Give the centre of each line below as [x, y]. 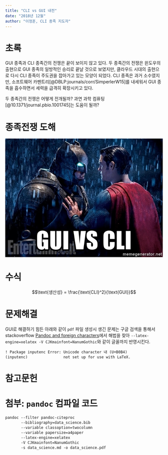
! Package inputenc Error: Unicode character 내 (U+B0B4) [66, 352]
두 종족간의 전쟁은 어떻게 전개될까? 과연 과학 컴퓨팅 [55, 99]
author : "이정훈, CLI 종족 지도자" [38, 21]
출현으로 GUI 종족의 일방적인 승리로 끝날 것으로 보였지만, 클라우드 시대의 [76, 69]
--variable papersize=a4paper [52, 433]
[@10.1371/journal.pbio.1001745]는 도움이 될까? [52, 105]
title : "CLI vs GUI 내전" [31, 11]
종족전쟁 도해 [30, 127]
